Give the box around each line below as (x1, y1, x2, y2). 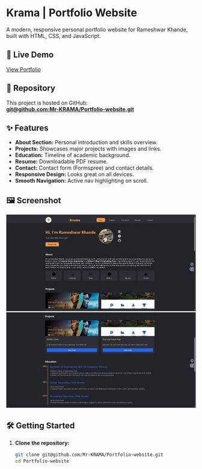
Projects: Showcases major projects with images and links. (14, 145, 162, 153)
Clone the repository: (14, 440, 70, 447)
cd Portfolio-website (14, 458, 69, 464)
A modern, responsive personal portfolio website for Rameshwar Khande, (6, 26, 188, 33)
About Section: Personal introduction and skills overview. (14, 139, 158, 146)
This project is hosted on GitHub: (6, 99, 88, 106)
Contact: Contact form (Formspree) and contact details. (14, 164, 155, 171)
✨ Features (6, 123, 49, 133)
